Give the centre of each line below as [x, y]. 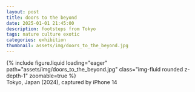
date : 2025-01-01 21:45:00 [40, 23]
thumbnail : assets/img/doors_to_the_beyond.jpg [68, 46]
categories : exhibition [36, 40]
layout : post [23, 12]
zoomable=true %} [53, 76]
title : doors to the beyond [42, 18]
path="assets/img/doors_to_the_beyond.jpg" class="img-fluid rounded [95, 69]
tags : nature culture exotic [43, 34]
